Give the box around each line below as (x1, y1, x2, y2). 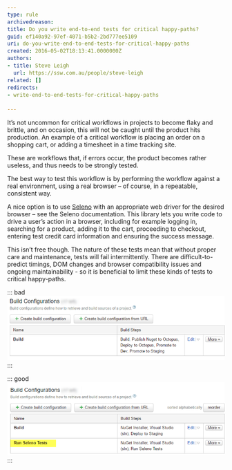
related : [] (7, 77, 41, 84)
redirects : (7, 84, 39, 91)
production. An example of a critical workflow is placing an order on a (7, 133, 205, 142)
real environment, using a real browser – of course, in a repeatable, (7, 182, 198, 190)
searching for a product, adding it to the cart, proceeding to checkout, (7, 225, 206, 233)
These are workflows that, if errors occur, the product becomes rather (7, 154, 207, 162)
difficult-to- (180, 253, 213, 261)
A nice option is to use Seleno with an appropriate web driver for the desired (7, 203, 224, 211)
